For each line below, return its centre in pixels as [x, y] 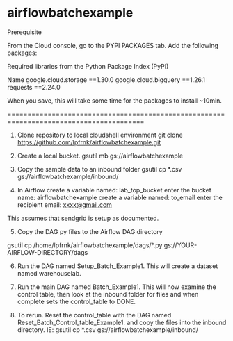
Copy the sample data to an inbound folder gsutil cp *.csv [99, 169]
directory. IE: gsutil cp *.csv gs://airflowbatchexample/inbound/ [107, 330]
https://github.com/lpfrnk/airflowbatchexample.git [89, 142]
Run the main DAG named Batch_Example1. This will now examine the [117, 287]
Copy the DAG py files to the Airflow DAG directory [90, 231]
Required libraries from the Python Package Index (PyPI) [88, 66]
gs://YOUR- [180, 245]
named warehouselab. [49, 273]
